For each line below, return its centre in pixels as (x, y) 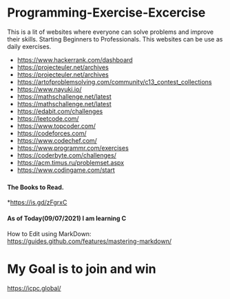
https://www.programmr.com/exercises (73, 148)
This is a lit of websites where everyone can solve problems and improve (111, 32)
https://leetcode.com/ (48, 118)
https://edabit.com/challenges (60, 111)
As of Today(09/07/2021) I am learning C (67, 218)
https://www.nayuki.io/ (49, 89)
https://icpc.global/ (34, 288)
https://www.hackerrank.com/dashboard (75, 59)
